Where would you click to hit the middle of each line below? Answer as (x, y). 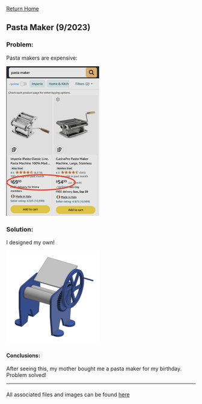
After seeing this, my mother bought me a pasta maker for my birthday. (94, 369)
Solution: (20, 229)
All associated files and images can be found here (68, 394)
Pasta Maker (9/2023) (48, 27)
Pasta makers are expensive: (42, 58)
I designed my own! (31, 242)
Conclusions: (23, 355)
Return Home (23, 9)
